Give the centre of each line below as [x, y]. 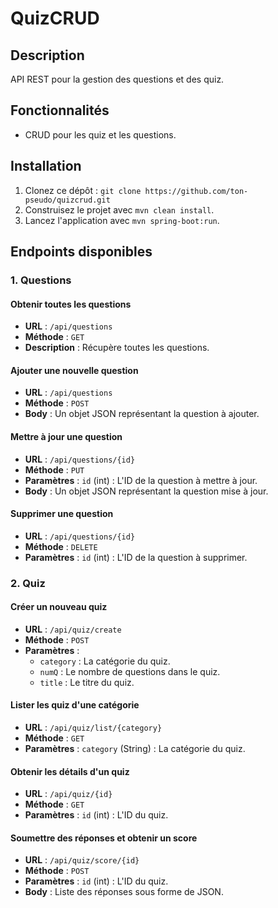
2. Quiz [28, 583]
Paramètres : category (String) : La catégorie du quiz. [135, 749]
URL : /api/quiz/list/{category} [93, 728]
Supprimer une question [62, 514]
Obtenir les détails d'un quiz [70, 771]
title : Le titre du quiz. [87, 682]
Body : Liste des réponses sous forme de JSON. [124, 892]
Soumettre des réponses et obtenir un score [104, 838]
